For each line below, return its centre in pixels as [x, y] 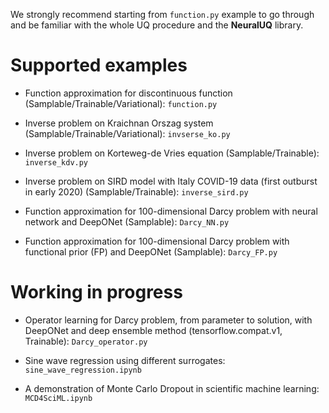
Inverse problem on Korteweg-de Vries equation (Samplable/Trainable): [172, 153]
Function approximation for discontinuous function [128, 93]
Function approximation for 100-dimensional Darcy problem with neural [171, 211]
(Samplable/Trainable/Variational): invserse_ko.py [127, 133]
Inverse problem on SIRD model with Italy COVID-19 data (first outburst [171, 181]
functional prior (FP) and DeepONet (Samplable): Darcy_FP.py [151, 251]
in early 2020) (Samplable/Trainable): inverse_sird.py [136, 191]
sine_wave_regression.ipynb [83, 370]
